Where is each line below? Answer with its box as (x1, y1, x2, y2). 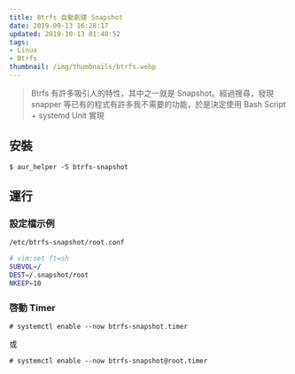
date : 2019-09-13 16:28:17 (9, 21, 109, 30)
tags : (9, 37, 29, 47)
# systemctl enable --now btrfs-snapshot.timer (9, 323, 189, 331)
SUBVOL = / (9, 262, 42, 271)
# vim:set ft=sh (9, 254, 69, 263)
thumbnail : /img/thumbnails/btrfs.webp (9, 63, 157, 72)
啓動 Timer (9, 301, 56, 314)
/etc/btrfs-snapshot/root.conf (9, 238, 125, 247)
